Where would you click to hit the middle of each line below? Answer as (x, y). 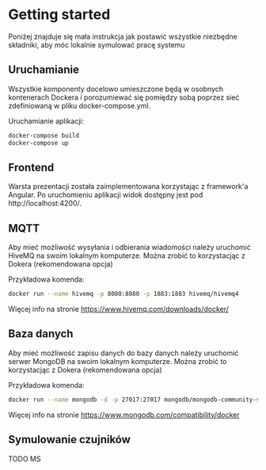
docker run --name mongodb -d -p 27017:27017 (84, 400)
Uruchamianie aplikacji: (46, 121)
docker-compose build (44, 135)
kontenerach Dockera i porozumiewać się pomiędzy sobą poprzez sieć (124, 97)
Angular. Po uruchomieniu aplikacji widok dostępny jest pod (106, 195)
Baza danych (41, 334)
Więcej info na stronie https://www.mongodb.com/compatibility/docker (124, 415)
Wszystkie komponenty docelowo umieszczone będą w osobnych (116, 89)
